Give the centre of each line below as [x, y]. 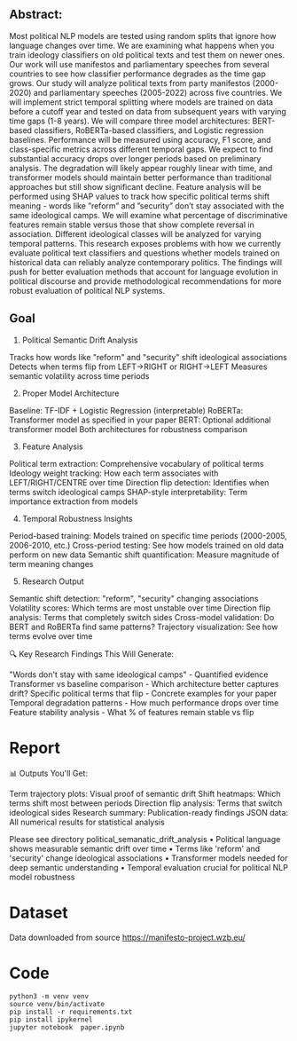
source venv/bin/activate [57, 1005]
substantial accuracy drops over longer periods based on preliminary [135, 158]
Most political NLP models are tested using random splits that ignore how [143, 35]
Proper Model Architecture [70, 393]
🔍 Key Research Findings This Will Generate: [92, 654]
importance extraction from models [74, 501]
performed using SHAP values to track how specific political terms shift [140, 196]
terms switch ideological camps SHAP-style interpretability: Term [129, 492]
